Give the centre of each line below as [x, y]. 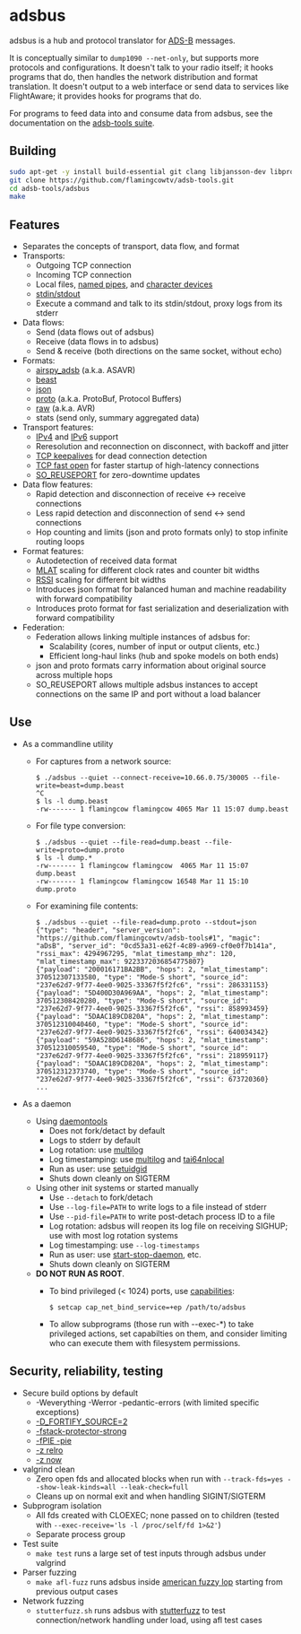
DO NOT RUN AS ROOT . [80, 1273]
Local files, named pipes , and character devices [124, 284]
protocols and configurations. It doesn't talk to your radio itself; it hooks [142, 67]
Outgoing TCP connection [83, 265]
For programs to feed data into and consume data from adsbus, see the [141, 113]
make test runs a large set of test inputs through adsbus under [151, 1553]
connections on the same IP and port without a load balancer [148, 694]
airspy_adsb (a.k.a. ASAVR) [86, 370]
